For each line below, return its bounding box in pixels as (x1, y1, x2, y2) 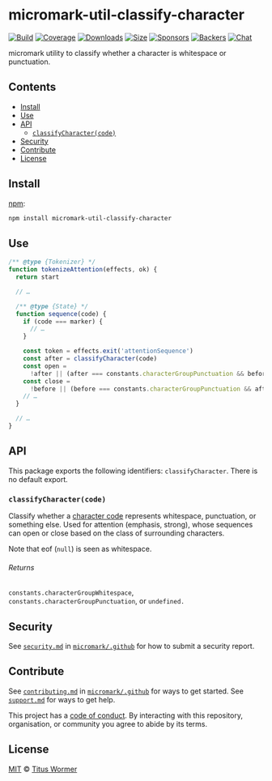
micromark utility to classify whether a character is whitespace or (8, 48, 227, 58)
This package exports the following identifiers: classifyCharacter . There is (8, 466, 258, 476)
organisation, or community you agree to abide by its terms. (8, 719, 208, 728)
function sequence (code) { (15, 309, 107, 318)
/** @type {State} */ (15, 302, 89, 310)
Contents (8, 80, 57, 94)
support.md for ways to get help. (8, 694, 116, 704)
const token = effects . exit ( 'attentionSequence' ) (23, 347, 194, 356)
